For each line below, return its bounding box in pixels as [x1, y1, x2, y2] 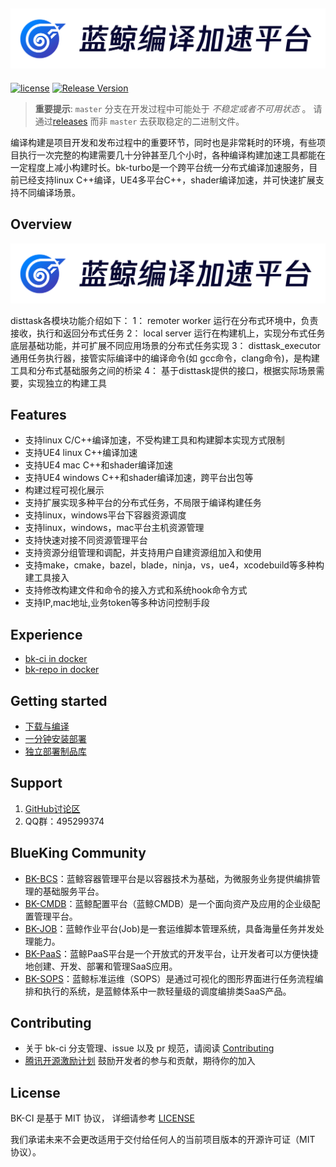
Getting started [10, 692, 108, 709]
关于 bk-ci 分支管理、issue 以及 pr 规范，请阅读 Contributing [24, 1042, 275, 1054]
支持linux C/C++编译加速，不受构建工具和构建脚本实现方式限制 [24, 434, 285, 446]
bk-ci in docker [24, 653, 88, 665]
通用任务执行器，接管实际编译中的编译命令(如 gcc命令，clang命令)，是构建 [10, 352, 320, 364]
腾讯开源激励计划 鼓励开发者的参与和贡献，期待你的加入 [24, 1055, 256, 1067]
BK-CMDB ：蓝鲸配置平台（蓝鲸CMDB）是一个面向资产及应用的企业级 [24, 897, 312, 909]
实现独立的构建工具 [27, 377, 107, 389]
